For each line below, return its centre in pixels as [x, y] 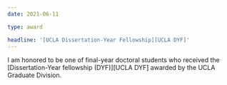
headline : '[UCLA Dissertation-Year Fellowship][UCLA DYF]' [99, 40]
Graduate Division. [35, 75]
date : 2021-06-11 [33, 14]
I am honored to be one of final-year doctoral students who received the [113, 60]
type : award [25, 27]
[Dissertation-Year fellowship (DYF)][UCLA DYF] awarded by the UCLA [111, 68]
